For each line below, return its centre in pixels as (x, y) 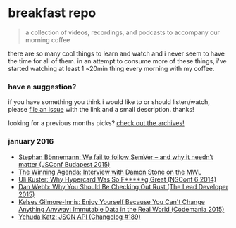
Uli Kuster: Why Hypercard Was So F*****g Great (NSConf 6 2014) (117, 179)
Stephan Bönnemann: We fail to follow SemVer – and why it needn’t (116, 157)
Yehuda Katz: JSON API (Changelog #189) (80, 217)
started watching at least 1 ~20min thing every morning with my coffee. (111, 68)
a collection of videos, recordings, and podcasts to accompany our (123, 32)
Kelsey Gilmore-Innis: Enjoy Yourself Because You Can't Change (111, 201)
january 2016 (31, 141)
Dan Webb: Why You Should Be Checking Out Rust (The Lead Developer (123, 186)
